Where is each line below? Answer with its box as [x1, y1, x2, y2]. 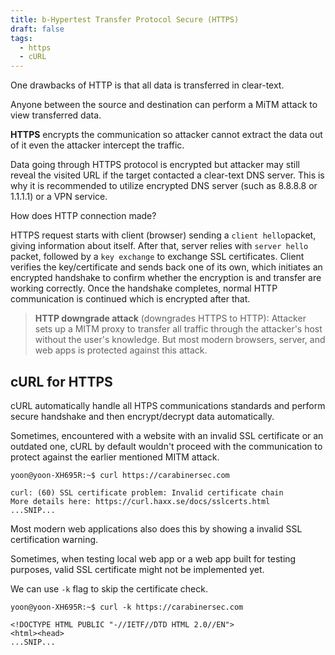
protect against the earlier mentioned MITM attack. [10, 451, 220, 463]
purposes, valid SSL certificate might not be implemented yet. [10, 563, 265, 575]
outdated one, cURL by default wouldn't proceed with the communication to [10, 440, 323, 452]
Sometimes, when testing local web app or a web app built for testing [10, 552, 297, 565]
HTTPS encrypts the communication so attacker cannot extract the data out [10, 129, 323, 141]
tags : [10, 33, 33, 43]
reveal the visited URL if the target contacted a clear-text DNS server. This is [10, 169, 325, 181]
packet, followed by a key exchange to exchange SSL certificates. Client [10, 251, 305, 263]
